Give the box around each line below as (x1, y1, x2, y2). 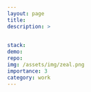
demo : (7, 48, 23, 55)
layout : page (7, 10, 45, 17)
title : (7, 17, 26, 24)
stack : (7, 42, 26, 49)
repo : (7, 55, 23, 62)
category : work (7, 74, 51, 81)
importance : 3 (7, 67, 48, 75)
